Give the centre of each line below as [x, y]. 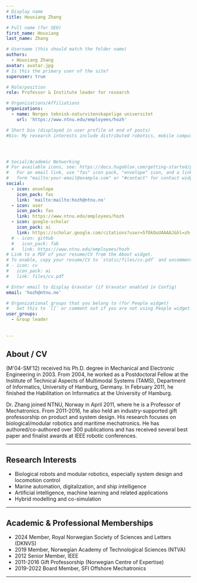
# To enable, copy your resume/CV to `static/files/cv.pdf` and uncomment [99, 260]
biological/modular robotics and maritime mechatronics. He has [83, 423]
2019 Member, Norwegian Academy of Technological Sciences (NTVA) [100, 550]
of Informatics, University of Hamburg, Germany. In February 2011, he [90, 387]
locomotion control [37, 480]
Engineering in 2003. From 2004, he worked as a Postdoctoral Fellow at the [97, 374]
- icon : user [27, 205]
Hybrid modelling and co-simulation [58, 499]
